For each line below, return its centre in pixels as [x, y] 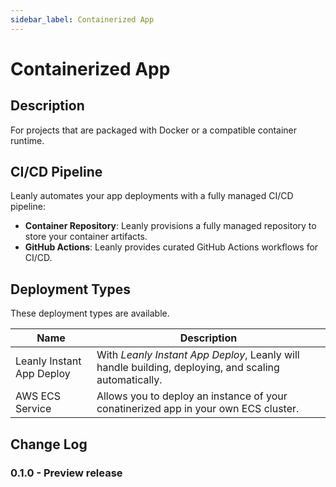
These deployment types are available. [90, 313]
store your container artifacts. [86, 237]
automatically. [129, 380]
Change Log [49, 444]
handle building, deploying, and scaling [188, 368]
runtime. [27, 140]
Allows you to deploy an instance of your [192, 396]
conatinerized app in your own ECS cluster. [198, 409]
